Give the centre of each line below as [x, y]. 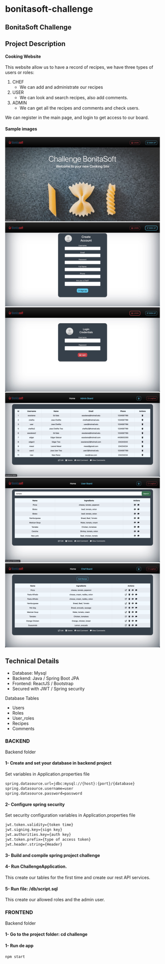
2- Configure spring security [35, 804]
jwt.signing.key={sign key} [34, 830]
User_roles [23, 718]
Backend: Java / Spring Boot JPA [46, 678]
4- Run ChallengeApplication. [36, 867]
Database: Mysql [29, 673]
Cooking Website [23, 56]
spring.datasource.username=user [39, 789]
